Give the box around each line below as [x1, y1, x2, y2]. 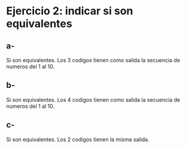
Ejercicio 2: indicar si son [6, 4, 133, 18]
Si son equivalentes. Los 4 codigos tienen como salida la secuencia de [6, 96, 181, 103]
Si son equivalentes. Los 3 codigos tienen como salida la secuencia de [6, 57, 181, 63]
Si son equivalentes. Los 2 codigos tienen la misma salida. [6, 136, 150, 143]
